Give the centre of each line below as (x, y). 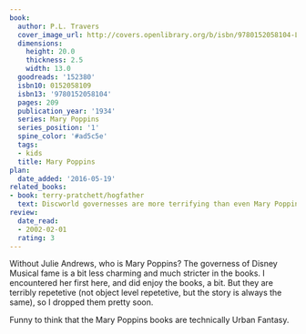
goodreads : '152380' (56, 77)
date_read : (38, 221)
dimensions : (41, 43)
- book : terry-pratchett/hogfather (77, 196)
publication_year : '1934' (67, 111)
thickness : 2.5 (55, 60)
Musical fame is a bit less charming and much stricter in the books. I (138, 273)
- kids (30, 153)
